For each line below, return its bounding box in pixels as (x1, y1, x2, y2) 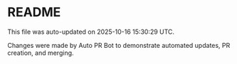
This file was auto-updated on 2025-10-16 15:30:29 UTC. (7, 27, 175, 36)
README (7, 4, 61, 20)
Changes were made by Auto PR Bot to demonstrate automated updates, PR (7, 41, 231, 49)
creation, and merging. (7, 49, 74, 57)
